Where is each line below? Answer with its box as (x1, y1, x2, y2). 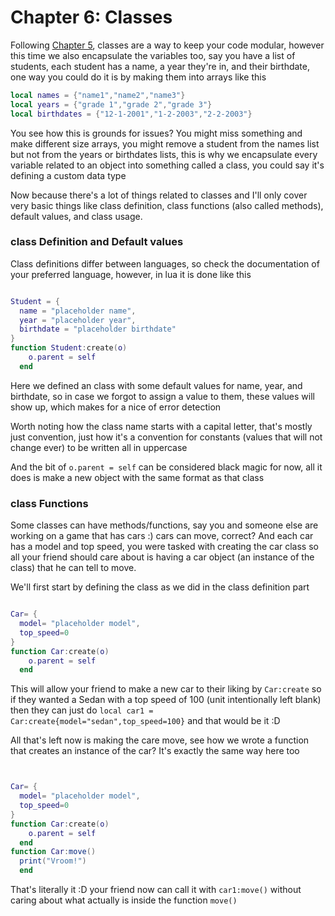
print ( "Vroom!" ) (19, 856, 87, 866)
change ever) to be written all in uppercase (10, 441, 188, 453)
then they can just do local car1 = (10, 704, 154, 716)
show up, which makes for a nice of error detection (10, 401, 222, 413)
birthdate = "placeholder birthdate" (19, 324, 177, 335)
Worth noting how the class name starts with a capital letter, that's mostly (10, 420, 313, 432)
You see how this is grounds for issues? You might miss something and (10, 127, 303, 139)
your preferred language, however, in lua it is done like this (10, 268, 252, 280)
